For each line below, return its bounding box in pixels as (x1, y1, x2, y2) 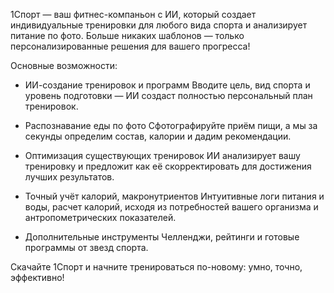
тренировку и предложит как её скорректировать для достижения (24, 160, 312, 172)
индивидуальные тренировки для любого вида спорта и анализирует (10, 19, 308, 31)
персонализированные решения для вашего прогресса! (10, 40, 251, 52)
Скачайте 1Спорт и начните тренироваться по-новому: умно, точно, (10, 261, 303, 273)
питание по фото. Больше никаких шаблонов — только (10, 30, 245, 41)
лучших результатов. (24, 171, 115, 183)
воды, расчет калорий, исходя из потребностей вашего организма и (24, 201, 319, 213)
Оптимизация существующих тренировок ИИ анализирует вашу (24, 150, 301, 161)
